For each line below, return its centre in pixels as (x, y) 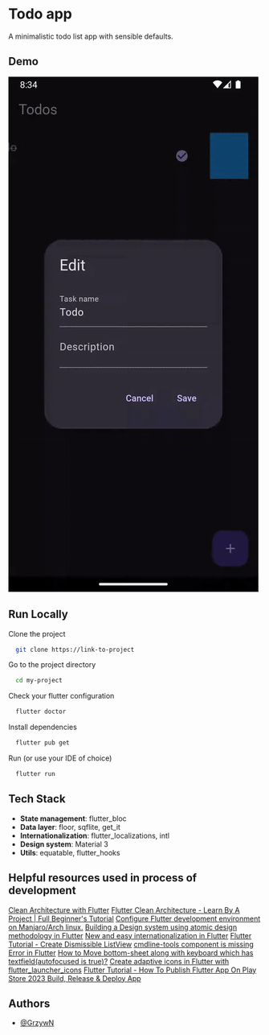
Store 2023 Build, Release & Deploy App (75, 978)
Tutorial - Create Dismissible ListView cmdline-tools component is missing (131, 944)
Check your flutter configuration (61, 696)
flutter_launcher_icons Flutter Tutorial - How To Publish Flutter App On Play (132, 970)
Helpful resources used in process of (103, 878)
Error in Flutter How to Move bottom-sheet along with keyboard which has (131, 953)
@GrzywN (37, 1023)
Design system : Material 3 (64, 844)
